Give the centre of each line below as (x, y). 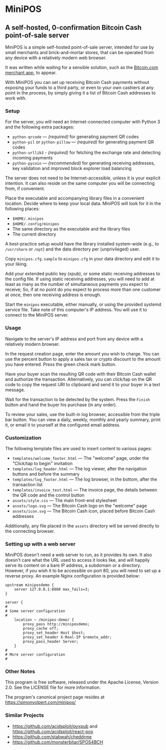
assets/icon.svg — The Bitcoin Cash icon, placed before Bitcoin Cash (83, 511)
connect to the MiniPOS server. (37, 315)
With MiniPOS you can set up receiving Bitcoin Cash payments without (77, 82)
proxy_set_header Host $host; (54, 633)
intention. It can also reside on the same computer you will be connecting (80, 183)
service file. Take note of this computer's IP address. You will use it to (76, 310)
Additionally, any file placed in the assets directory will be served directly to (82, 526)
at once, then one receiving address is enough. (53, 295)
